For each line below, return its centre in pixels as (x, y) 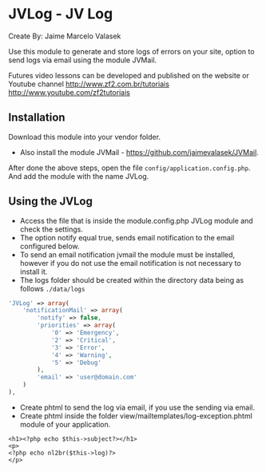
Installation (37, 118)
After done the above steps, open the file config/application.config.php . (129, 168)
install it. (34, 272)
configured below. (50, 246)
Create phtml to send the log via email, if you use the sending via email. (137, 407)
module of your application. (65, 424)
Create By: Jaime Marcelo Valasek (65, 36)
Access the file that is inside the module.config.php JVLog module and (136, 220)
